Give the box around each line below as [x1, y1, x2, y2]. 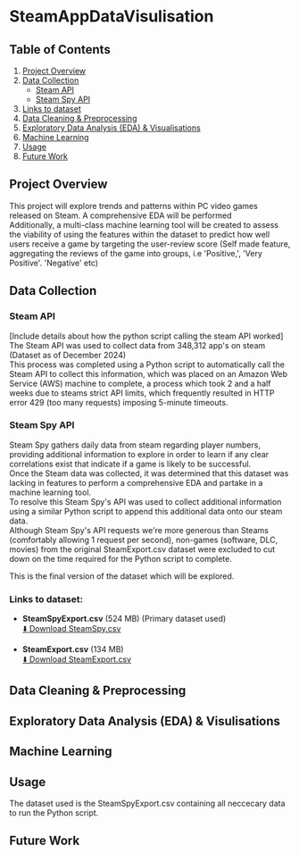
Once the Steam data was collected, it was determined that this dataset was [9, 467, 289, 479]
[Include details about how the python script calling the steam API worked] [9, 331, 284, 341]
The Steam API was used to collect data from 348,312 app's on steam [9, 339, 266, 350]
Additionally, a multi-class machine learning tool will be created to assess [9, 219, 279, 230]
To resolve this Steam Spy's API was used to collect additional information [9, 496, 282, 507]
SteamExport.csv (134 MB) [21, 644, 124, 655]
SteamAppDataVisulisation [9, 6, 214, 27]
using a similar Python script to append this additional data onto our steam [9, 506, 283, 516]
